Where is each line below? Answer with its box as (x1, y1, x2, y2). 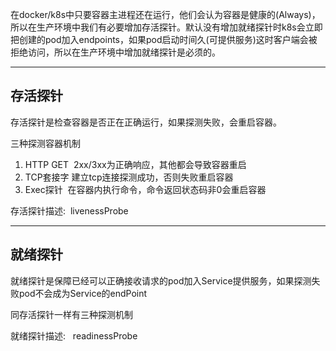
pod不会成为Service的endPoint (18, 287, 148, 299)
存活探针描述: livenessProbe (10, 204, 129, 217)
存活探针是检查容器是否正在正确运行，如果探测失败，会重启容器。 (10, 116, 282, 128)
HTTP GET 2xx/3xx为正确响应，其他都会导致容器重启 (24, 158, 247, 170)
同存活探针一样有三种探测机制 (10, 308, 133, 320)
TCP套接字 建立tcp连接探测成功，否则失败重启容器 (24, 171, 234, 183)
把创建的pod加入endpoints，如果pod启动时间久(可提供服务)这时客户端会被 (10, 34, 318, 45)
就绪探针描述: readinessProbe (10, 329, 138, 342)
